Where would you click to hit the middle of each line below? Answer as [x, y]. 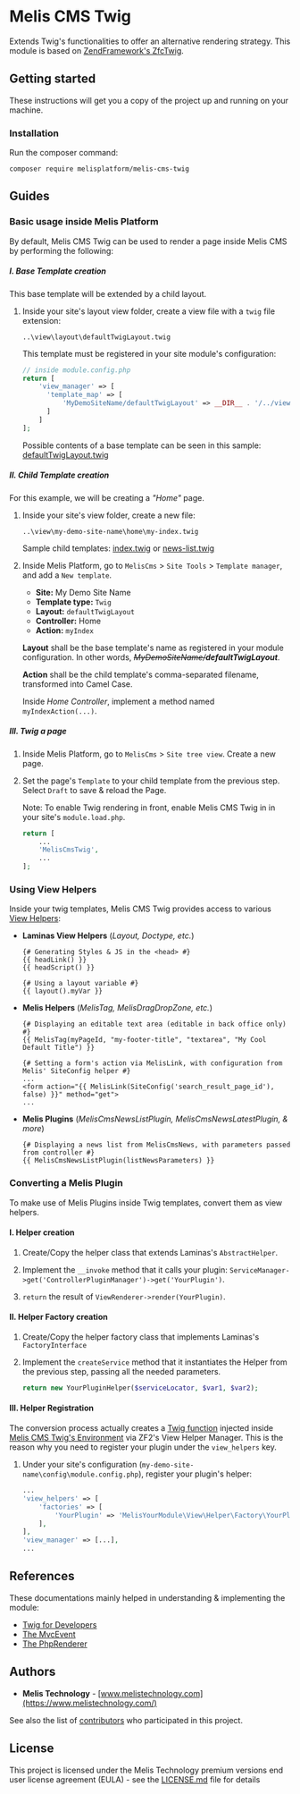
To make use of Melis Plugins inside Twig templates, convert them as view [146, 1202]
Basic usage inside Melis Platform [84, 222]
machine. [26, 110]
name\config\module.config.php [80, 1475]
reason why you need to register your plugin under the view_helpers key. [143, 1447]
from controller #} [58, 1153]
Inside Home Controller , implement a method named [118, 701]
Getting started [53, 79]
